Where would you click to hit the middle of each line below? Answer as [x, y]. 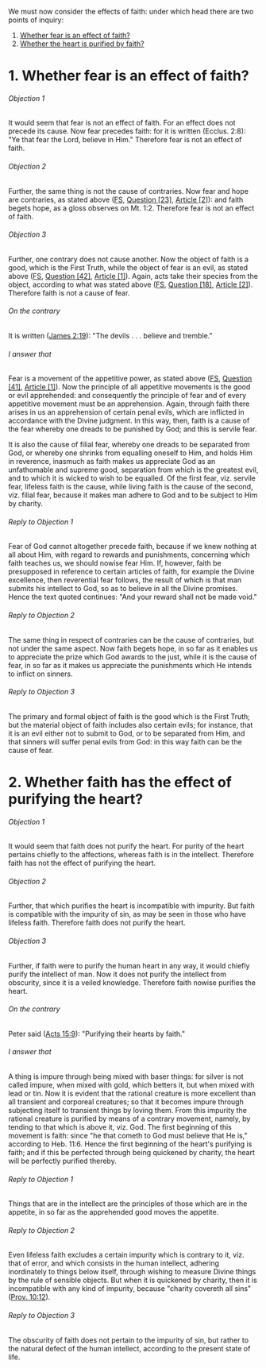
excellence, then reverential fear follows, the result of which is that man [125, 580]
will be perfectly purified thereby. [62, 1161]
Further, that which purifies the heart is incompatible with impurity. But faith [132, 906]
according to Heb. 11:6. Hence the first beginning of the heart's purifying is [130, 1144]
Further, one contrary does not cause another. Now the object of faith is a [128, 259]
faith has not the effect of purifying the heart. [82, 863]
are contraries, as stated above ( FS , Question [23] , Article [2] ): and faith [126, 199]
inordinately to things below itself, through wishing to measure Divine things [132, 1272]
